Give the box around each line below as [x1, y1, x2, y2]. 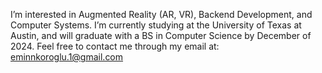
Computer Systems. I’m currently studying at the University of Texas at [10, 19, 302, 31]
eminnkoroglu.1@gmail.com [10, 51, 124, 63]
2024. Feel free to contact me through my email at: [10, 40, 220, 52]
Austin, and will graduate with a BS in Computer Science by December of [10, 30, 312, 41]
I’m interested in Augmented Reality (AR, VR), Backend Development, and [10, 9, 313, 20]
